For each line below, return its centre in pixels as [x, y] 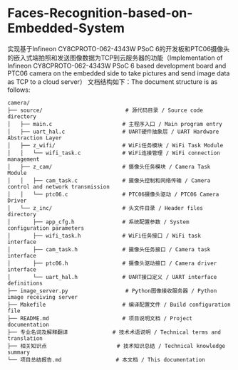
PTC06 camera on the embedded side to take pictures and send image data [119, 73]
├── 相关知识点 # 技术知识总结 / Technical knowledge [117, 346]
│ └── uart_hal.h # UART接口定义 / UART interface [112, 277]
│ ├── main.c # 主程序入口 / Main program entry [115, 124]
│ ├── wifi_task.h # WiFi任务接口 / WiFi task [104, 236]
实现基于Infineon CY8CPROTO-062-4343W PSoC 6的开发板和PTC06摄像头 [119, 48]
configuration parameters [46, 228]
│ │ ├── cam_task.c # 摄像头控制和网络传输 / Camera [109, 180]
